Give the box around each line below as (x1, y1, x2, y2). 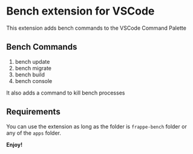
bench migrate (15, 64, 51, 72)
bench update (15, 58, 50, 65)
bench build (15, 71, 45, 78)
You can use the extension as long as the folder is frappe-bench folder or (6, 122, 188, 130)
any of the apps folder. (6, 129, 62, 136)
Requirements (6, 107, 61, 117)
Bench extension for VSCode (6, 4, 155, 18)
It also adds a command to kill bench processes (6, 89, 125, 96)
